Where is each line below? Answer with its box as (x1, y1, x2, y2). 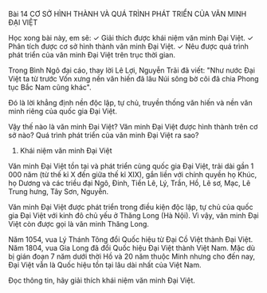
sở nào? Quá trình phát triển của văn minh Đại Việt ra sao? (8, 130, 199, 140)
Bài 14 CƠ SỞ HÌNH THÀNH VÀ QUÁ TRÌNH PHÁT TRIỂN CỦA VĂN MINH (8, 10, 247, 18)
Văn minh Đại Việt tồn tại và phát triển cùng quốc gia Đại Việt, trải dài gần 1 (8, 161, 254, 171)
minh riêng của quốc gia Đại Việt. (8, 106, 118, 116)
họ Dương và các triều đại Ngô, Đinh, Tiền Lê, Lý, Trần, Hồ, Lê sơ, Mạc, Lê (8, 178, 251, 188)
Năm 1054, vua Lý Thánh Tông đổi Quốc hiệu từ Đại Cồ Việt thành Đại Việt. (8, 235, 253, 244)
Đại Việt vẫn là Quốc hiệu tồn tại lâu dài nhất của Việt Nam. (8, 260, 202, 269)
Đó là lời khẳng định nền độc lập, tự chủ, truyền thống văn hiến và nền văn (8, 98, 253, 107)
